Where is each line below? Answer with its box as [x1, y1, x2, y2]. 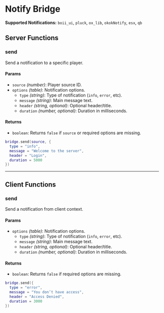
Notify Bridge [5, 3, 61, 15]
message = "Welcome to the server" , [9, 148, 84, 153]
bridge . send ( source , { [5, 140, 51, 144]
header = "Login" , [9, 153, 47, 158]
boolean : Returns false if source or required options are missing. [12, 130, 142, 136]
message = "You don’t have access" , [9, 290, 84, 295]
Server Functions [5, 34, 59, 42]
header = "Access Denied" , [9, 294, 64, 299]
